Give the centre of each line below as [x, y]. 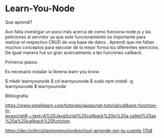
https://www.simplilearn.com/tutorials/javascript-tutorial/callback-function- [81, 105]
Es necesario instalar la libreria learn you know [52, 71]
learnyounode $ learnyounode [36, 86]
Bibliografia [17, 96]
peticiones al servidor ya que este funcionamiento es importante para [75, 37]
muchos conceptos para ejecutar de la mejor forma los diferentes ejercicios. [82, 47]
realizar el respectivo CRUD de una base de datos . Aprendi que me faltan [80, 42]
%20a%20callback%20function [38, 121]
